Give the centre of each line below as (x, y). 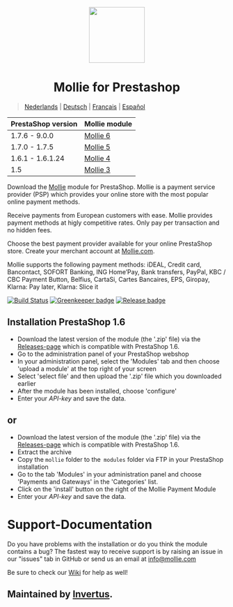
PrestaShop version (44, 123)
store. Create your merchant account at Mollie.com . (81, 250)
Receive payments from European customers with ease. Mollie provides (110, 215)
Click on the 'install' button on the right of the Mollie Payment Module (116, 489)
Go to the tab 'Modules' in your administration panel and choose (109, 474)
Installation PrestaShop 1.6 (66, 322)
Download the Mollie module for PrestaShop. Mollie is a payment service (111, 187)
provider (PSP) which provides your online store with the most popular (108, 194)
